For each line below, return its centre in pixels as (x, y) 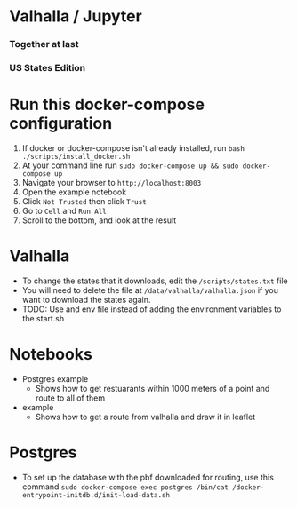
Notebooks (51, 355)
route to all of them (70, 398)
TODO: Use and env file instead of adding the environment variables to (152, 309)
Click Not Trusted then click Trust (84, 201)
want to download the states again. (86, 299)
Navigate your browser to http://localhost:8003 (112, 182)
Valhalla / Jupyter (76, 16)
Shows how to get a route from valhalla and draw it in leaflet (145, 417)
